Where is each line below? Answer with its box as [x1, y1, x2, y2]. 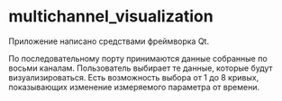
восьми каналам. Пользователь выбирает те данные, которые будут [8, 63, 273, 73]
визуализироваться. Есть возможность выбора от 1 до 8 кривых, [8, 72, 259, 82]
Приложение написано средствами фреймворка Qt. [8, 36, 209, 46]
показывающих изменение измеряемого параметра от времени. [8, 81, 260, 92]
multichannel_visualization [8, 6, 214, 27]
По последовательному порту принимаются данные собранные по [8, 53, 268, 63]
